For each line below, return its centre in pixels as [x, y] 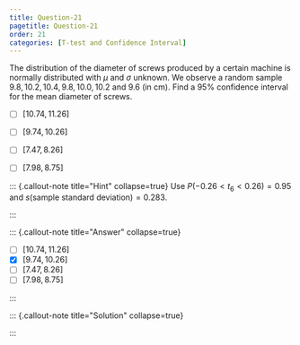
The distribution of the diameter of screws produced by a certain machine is [150, 68]
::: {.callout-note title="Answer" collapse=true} [95, 232]
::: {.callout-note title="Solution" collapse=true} [97, 315]
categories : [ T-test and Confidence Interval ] [98, 43]
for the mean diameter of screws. [71, 97]
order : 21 [28, 34]
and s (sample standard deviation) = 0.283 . [88, 197]
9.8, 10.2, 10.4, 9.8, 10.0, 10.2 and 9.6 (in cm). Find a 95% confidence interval [149, 87]
